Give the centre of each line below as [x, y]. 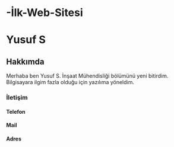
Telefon [16, 111]
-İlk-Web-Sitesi [45, 13]
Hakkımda [25, 61]
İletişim [17, 98]
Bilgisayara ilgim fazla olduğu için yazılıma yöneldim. [70, 82]
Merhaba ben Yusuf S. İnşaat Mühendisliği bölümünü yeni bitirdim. [87, 76]
